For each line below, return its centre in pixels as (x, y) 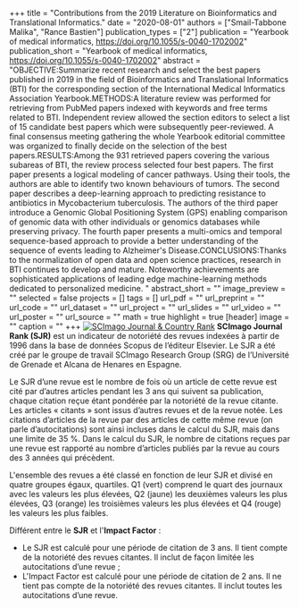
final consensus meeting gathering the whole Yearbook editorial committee (147, 136)
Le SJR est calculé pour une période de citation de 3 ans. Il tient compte (155, 548)
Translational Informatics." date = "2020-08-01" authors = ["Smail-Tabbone (148, 22)
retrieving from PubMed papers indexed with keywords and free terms (138, 108)
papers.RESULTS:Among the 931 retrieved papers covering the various (140, 155)
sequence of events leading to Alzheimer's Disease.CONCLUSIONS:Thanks (148, 250)
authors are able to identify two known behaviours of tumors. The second (145, 184)
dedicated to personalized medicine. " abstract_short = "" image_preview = (148, 288)
